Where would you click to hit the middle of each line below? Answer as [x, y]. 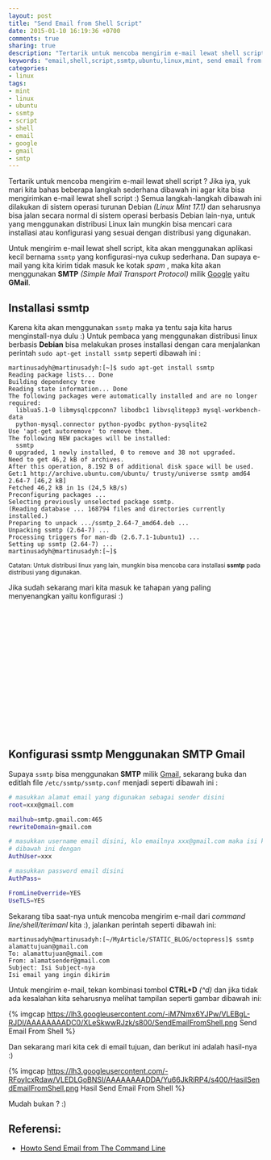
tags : [17, 83]
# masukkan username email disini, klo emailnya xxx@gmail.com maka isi [133, 841]
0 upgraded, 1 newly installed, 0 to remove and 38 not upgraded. [122, 453]
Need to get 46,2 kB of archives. [67, 460]
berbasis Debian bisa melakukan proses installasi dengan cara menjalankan [134, 344]
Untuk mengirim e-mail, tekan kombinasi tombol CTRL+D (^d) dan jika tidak [133, 990]
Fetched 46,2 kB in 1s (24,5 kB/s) [68, 488]
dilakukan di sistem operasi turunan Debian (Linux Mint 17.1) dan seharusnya [134, 207]
